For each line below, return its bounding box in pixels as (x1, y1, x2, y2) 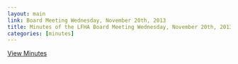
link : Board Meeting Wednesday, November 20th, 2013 (7, 17, 166, 24)
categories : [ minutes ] (7, 30, 74, 37)
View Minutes (7, 49, 47, 58)
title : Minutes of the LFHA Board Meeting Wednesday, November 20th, (7, 23, 217, 30)
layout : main (7, 10, 46, 18)
